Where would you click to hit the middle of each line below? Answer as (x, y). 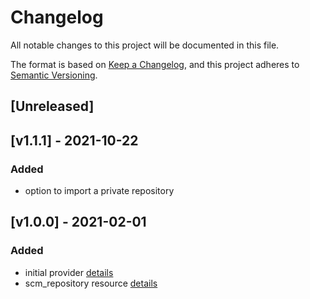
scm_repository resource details (91, 283)
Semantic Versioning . (54, 75)
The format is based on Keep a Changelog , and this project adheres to (155, 64)
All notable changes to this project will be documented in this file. (145, 45)
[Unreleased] (52, 106)
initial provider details (69, 272)
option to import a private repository (99, 191)
